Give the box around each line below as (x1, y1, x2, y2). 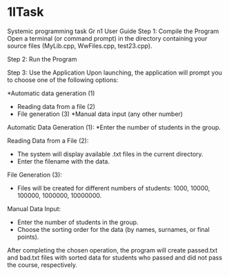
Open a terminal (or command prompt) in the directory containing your (7, 34, 208, 42)
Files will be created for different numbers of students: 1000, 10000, (17, 184, 210, 192)
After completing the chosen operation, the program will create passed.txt (7, 246, 218, 254)
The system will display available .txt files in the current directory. (17, 150, 203, 158)
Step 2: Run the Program (7, 55, 77, 63)
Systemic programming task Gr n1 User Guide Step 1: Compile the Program (7, 27, 219, 35)
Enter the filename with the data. (17, 157, 110, 166)
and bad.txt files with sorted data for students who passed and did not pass (7, 253, 223, 262)
